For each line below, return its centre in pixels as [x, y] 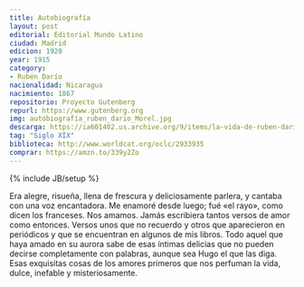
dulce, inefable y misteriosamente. [74, 273]
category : [28, 69]
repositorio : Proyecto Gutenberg [72, 102]
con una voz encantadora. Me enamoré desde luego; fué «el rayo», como [146, 206]
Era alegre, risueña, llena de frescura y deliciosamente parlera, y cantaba [146, 196]
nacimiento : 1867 [42, 93]
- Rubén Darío [36, 77]
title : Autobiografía [50, 18]
